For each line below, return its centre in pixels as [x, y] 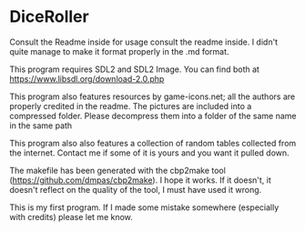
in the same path [41, 126]
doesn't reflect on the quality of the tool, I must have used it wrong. [136, 189]
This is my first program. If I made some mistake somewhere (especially [144, 207]
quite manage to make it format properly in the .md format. [119, 51]
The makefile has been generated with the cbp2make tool [117, 170]
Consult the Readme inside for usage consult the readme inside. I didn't [144, 42]
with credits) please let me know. [71, 216]
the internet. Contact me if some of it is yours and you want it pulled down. [149, 153]
